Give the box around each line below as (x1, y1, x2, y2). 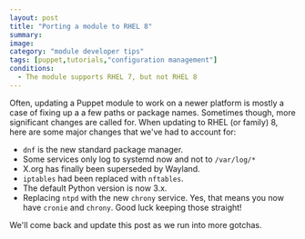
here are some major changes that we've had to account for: (9, 126, 237, 137)
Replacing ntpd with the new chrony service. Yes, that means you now (22, 192, 285, 203)
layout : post (9, 13, 59, 23)
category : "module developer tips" (9, 47, 145, 56)
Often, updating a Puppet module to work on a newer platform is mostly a (9, 97, 285, 108)
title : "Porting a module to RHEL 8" (9, 22, 153, 31)
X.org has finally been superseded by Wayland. (22, 163, 200, 174)
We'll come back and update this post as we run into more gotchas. (9, 219, 262, 230)
